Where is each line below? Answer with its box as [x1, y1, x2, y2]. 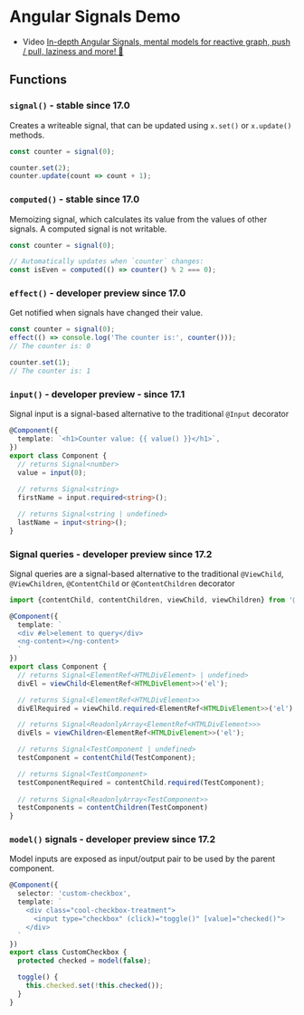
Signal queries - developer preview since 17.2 [9, 547, 213, 560]
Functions [9, 72, 68, 88]
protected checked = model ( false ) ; [17, 956, 152, 965]
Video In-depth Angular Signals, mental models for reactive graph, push [22, 36, 291, 47]
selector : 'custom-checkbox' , [17, 889, 131, 898]
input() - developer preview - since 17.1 [9, 387, 185, 400]
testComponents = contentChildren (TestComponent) [17, 803, 208, 812]
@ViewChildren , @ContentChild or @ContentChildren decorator [9, 577, 235, 589]
